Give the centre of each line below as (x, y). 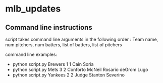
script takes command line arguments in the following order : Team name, (82, 39)
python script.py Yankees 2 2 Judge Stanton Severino (69, 75)
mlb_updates (33, 9)
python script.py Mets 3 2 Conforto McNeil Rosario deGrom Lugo (80, 69)
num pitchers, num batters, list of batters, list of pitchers (64, 45)
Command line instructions (49, 27)
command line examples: (31, 54)
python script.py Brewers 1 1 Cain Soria (53, 64)
